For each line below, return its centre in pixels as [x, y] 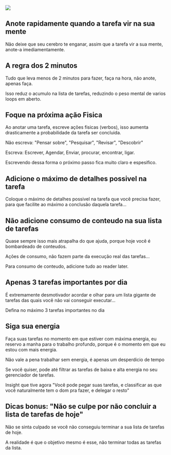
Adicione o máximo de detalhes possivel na [76, 179]
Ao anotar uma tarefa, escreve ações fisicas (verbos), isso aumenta [77, 127]
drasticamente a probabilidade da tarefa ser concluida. [63, 133]
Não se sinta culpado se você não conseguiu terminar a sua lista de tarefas [85, 427]
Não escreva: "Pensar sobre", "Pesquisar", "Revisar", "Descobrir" [74, 143]
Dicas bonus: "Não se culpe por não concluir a [81, 407]
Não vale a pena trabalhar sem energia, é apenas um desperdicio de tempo [85, 360]
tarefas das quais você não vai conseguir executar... [60, 300]
